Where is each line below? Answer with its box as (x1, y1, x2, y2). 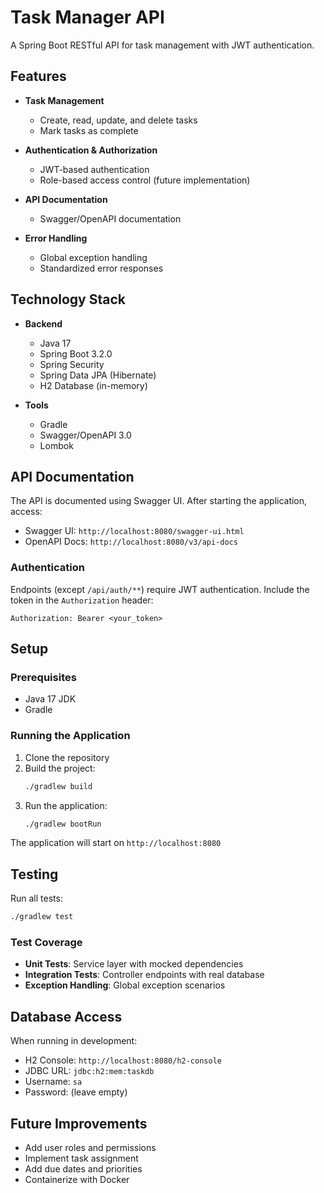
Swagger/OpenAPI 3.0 (39, 429, 132, 441)
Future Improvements (10, 1115, 148, 1132)
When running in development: (10, 1035, 138, 1047)
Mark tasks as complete (39, 124, 139, 136)
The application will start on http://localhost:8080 (10, 837, 222, 849)
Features (10, 68, 67, 85)
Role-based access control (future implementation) (39, 174, 251, 186)
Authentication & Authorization (24, 144, 158, 156)
